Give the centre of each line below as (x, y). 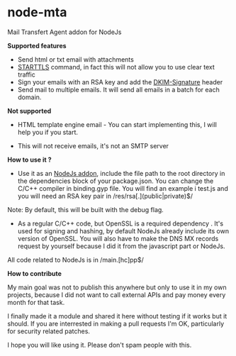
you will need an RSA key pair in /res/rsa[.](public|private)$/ (105, 196)
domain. (29, 97)
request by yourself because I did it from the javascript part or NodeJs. (121, 246)
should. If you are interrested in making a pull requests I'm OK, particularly (116, 323)
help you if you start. (48, 132)
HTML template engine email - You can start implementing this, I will (117, 124)
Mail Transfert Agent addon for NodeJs (64, 32)
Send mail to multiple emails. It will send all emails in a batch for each (118, 89)
